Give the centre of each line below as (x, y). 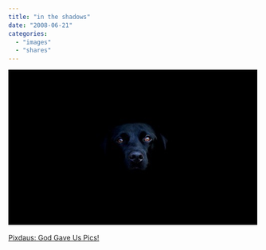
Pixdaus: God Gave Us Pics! (54, 238)
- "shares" (33, 51)
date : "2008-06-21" (41, 25)
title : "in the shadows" (49, 17)
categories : (28, 33)
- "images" (33, 42)
